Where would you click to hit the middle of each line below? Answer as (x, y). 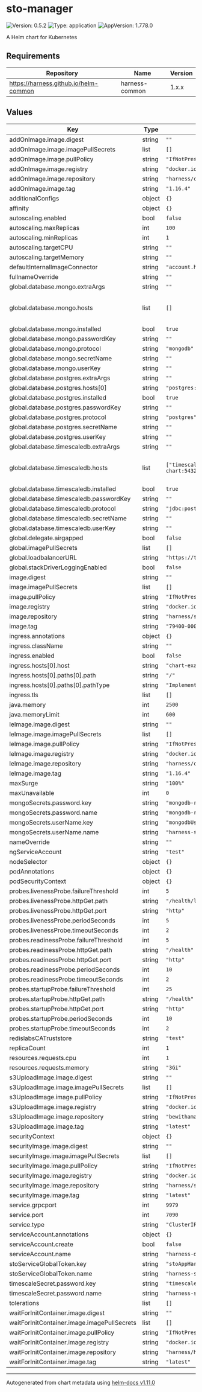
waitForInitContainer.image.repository (63, 1352)
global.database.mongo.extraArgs (57, 287)
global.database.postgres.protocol (58, 417)
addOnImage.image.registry (49, 169)
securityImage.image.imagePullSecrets (64, 1156)
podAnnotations (32, 871)
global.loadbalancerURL (43, 557)
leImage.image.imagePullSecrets (56, 734)
